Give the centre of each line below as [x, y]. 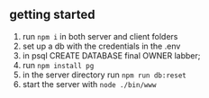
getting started [52, 15]
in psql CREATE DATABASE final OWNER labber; [111, 55]
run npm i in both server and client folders [100, 36]
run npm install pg [58, 65]
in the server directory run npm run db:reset [104, 75]
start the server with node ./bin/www [89, 84]
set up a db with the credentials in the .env [101, 46]
